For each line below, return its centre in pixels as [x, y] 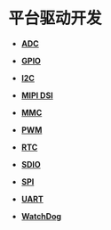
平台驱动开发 [55, 18]
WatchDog [41, 216]
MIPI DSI [37, 95]
